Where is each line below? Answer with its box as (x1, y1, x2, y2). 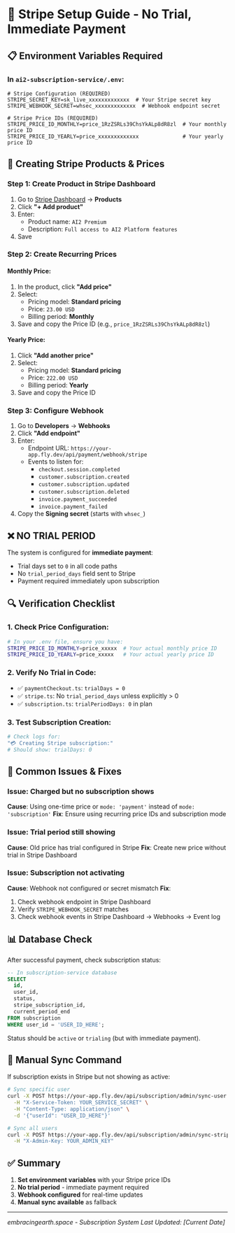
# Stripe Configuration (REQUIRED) (7, 90, 111, 97)
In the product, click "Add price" (17, 283, 112, 291)
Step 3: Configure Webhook (7, 406, 104, 415)
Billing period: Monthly (27, 312, 94, 320)
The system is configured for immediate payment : (7, 548, 154, 557)
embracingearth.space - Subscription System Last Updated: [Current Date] (7, 1218, 225, 1227)
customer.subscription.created (38, 473, 129, 481)
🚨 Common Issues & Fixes (7, 765, 122, 777)
